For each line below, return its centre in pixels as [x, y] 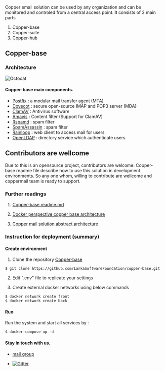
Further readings [26, 194]
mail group [23, 354]
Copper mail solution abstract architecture [55, 224]
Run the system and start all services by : [47, 323]
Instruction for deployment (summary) [52, 237]
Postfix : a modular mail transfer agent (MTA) [58, 101]
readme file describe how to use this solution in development [79, 170]
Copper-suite [26, 32]
